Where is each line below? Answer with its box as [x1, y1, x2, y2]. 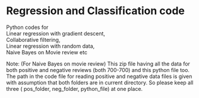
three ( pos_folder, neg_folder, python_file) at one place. [6, 85, 143, 92]
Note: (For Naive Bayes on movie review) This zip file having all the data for [6, 60, 190, 67]
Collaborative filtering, [6, 36, 61, 43]
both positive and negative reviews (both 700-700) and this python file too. [6, 66, 190, 73]
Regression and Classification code [6, 4, 185, 18]
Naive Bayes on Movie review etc [6, 48, 88, 55]
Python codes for [6, 24, 49, 31]
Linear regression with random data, [6, 43, 95, 50]
